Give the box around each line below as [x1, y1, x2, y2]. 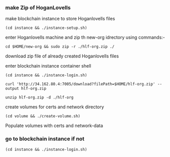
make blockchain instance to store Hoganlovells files [5, 16, 115, 22]
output [5, 86, 19, 91]
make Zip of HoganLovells [5, 4, 71, 11]
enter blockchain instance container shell [5, 63, 91, 69]
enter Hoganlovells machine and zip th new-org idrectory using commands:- [5, 35, 165, 41]
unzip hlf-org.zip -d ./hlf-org [5, 95, 74, 100]
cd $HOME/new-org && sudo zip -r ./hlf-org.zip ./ [5, 44, 115, 49]
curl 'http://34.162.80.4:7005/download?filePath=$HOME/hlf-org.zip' [5, 82, 156, 87]
